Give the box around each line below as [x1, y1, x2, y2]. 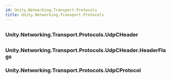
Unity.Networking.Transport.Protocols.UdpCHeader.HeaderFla [5, 47, 166, 54]
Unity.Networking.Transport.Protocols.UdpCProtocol [5, 67, 141, 74]
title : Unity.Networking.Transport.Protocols [5, 12, 104, 17]
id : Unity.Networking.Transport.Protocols [5, 7, 97, 13]
